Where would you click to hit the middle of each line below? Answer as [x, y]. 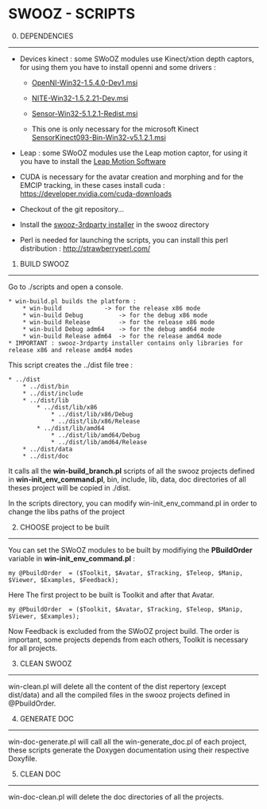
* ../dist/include [53, 393]
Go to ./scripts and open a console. [66, 287]
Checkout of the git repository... [72, 209]
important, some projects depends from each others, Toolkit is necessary [128, 639]
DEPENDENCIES [46, 36]
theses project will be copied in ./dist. [70, 487]
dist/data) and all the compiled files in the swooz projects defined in [119, 694]
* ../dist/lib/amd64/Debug [95, 435]
